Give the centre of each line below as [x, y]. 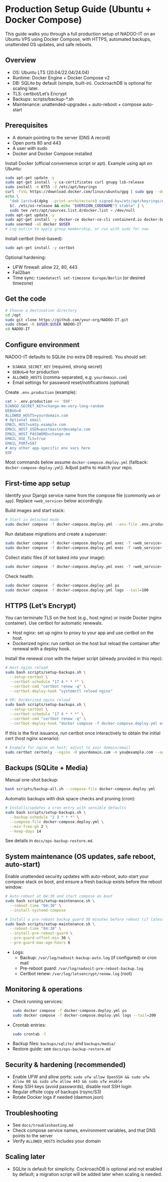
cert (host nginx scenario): [32, 738]
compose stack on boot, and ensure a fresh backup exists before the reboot [84, 882]
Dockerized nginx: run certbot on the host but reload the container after [86, 644]
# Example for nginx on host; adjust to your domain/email [68, 748]
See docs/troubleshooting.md [43, 1125]
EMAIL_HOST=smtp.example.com [35, 425]
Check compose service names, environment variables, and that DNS [84, 1130]
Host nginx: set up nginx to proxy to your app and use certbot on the [83, 633]
